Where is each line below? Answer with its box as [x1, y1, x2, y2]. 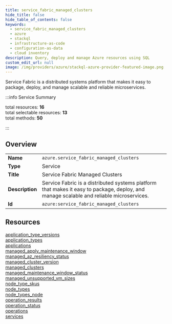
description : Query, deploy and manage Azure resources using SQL [5, 55, 150, 60]
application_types [5, 237, 42, 243]
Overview [5, 139, 37, 149]
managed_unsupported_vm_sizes [5, 275, 76, 281]
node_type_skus [5, 280, 40, 287]
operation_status [5, 302, 41, 308]
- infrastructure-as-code [10, 41, 66, 46]
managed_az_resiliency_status [5, 253, 69, 259]
